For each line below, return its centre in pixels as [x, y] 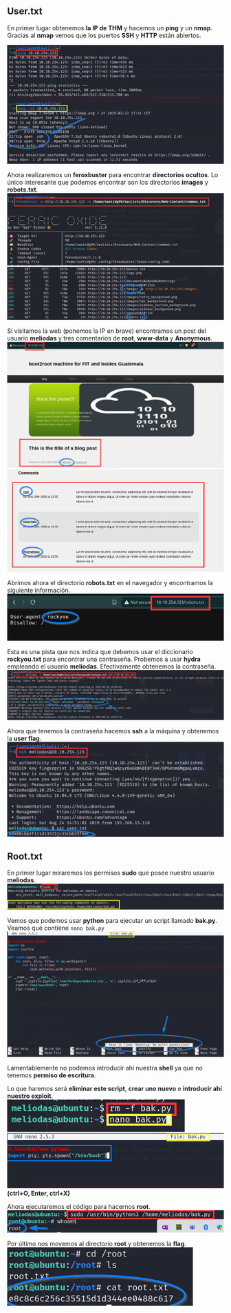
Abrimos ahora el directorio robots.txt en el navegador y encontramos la [110, 582]
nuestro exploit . [30, 1096]
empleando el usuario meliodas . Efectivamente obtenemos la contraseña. [112, 666]
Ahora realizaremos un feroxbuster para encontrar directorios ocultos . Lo [113, 174]
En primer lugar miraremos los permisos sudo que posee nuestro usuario [111, 873]
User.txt [25, 11]
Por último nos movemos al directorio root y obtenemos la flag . [97, 1244]
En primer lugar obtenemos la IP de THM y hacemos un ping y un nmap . [110, 28]
